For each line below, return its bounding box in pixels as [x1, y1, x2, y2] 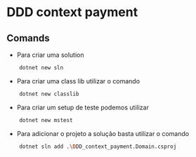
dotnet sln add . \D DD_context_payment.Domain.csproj [19, 143, 177, 150]
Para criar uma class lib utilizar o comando [16, 76, 141, 85]
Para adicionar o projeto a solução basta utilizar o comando [16, 129, 190, 137]
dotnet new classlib [19, 90, 79, 97]
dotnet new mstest [19, 116, 73, 123]
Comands [6, 32, 50, 44]
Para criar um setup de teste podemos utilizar [16, 103, 149, 111]
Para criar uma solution [16, 50, 84, 59]
